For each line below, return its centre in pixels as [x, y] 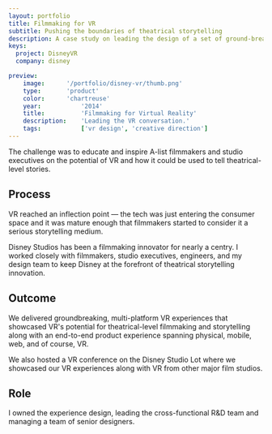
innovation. [27, 273]
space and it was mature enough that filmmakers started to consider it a [128, 222]
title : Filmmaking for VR [52, 24]
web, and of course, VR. [49, 344]
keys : [17, 46]
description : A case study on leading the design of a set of [115, 39]
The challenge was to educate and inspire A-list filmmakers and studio [126, 152]
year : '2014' [63, 106]
